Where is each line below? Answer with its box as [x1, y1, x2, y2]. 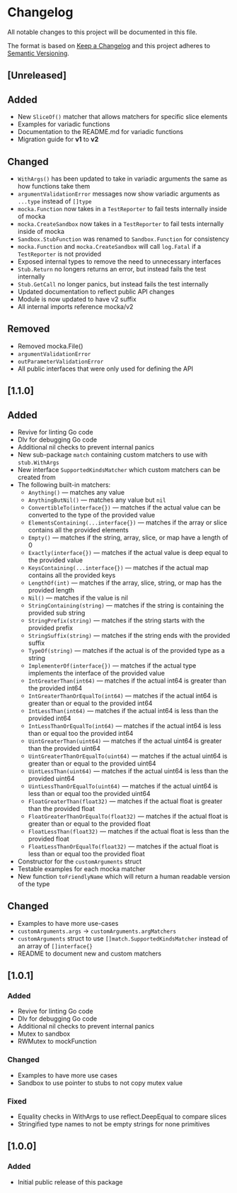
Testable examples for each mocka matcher [17, 864, 146, 873]
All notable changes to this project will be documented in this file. [7, 28, 198, 36]
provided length [28, 586, 75, 594]
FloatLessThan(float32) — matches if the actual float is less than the [28, 827, 230, 835]
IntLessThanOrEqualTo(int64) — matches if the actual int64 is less [28, 721, 221, 730]
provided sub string [28, 608, 86, 617]
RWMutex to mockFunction [17, 1037, 97, 1046]
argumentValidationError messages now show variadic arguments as [17, 189, 221, 198]
